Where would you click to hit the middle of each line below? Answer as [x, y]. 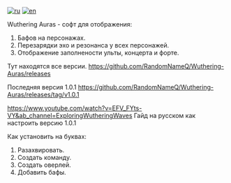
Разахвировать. [41, 150]
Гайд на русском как [165, 116]
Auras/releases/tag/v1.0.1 [43, 95]
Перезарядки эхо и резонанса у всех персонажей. [93, 45]
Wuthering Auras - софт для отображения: [70, 24]
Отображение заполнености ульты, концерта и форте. [98, 53]
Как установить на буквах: [47, 137]
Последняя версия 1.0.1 [42, 87]
